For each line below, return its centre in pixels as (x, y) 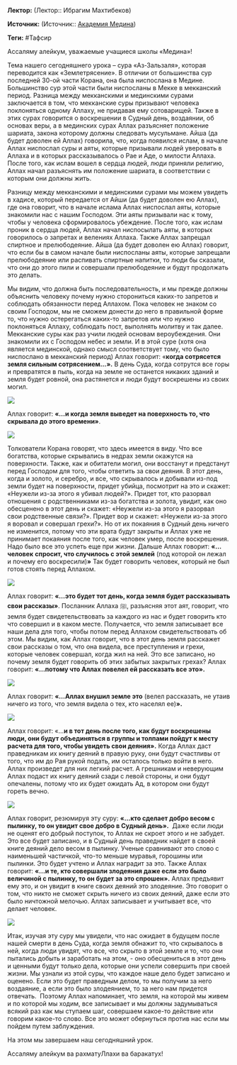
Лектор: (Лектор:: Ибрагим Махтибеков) (69, 10)
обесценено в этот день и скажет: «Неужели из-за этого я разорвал (111, 509)
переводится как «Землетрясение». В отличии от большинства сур (110, 73)
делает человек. (32, 909)
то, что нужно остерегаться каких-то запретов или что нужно (101, 319)
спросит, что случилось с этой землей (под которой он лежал (131, 554)
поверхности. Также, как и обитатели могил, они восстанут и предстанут (118, 463)
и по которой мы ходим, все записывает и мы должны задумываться (112, 1004)
